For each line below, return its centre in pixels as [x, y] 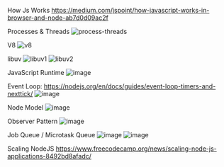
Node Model [26, 108]
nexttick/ [20, 94]
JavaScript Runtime [36, 73]
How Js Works [29, 10]
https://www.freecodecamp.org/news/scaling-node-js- [136, 149]
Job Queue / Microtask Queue [51, 135]
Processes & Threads [39, 31]
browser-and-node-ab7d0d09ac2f [58, 18]
